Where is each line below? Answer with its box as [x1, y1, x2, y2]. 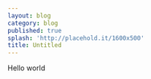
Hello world [7, 63, 46, 73]
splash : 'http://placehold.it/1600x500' [7, 34, 145, 42]
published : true [7, 26, 62, 34]
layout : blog [7, 11, 51, 20]
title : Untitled [7, 41, 62, 49]
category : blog [7, 19, 59, 27]
